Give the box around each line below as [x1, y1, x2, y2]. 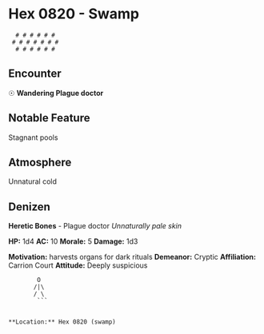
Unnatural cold [8, 177, 58, 186]
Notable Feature [8, 111, 90, 125]
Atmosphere [8, 155, 72, 169]
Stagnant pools [8, 133, 58, 142]
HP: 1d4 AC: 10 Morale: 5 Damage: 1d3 [8, 237, 138, 246]
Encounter [8, 67, 62, 81]
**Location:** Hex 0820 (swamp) [8, 318, 116, 326]
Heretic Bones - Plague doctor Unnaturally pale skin [8, 221, 182, 231]
